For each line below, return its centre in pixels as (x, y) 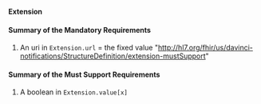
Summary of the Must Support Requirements (84, 74)
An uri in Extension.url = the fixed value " (89, 48)
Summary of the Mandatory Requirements (80, 30)
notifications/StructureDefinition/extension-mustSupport (113, 56)
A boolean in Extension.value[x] (73, 92)
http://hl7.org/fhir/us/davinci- (206, 48)
